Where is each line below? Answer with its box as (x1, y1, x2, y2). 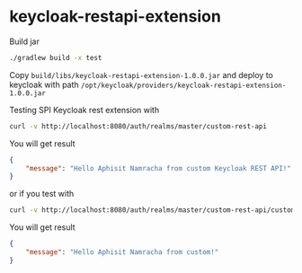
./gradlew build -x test (9, 53, 102, 62)
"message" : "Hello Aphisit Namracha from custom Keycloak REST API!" (25, 163, 292, 172)
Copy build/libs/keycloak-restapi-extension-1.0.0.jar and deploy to (9, 69, 274, 80)
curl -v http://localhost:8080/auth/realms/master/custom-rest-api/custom (9, 206, 296, 215)
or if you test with (9, 189, 75, 199)
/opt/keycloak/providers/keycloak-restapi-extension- (80, 81, 287, 90)
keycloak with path (9, 79, 79, 90)
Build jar (9, 36, 40, 47)
